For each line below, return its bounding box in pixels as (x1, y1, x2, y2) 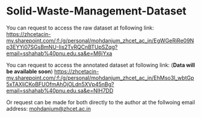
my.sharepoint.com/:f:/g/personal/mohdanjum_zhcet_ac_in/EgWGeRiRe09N (6, 37, 194, 44)
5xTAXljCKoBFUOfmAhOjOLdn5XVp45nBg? (6, 80, 114, 88)
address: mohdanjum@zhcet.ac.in (6, 105, 91, 112)
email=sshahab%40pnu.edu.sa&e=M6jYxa (6, 49, 113, 57)
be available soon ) (6, 67, 53, 75)
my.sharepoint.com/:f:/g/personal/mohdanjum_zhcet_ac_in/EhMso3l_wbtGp (6, 74, 194, 81)
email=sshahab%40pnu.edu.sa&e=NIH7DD (6, 87, 114, 94)
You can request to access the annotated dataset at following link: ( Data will (6, 61, 196, 69)
